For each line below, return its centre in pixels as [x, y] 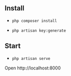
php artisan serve [31, 58]
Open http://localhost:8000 [33, 68]
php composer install [34, 21]
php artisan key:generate [39, 30]
